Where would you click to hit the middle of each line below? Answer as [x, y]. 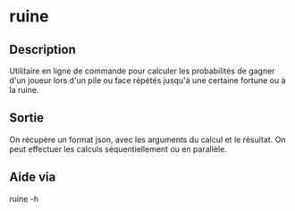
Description [42, 50]
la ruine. [24, 90]
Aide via [33, 177]
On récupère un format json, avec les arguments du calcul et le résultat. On [147, 139]
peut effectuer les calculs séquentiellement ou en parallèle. [118, 148]
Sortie [27, 118]
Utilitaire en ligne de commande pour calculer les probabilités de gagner [142, 71]
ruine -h [24, 198]
